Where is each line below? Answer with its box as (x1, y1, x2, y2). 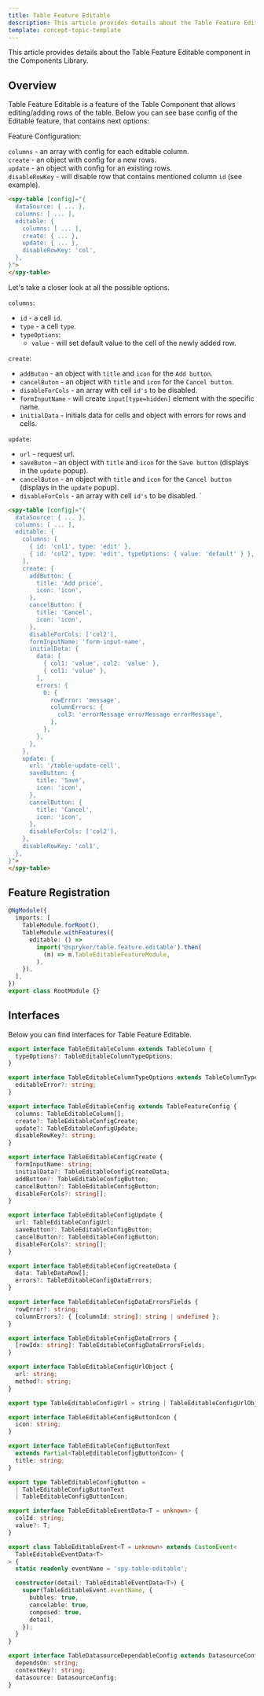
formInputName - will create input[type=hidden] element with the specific (19, 394, 255, 403)
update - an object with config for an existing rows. (8, 163, 173, 173)
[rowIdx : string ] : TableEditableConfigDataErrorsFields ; (15, 1342, 206, 1349)
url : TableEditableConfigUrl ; (15, 1219, 114, 1227)
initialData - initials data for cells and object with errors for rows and (19, 410, 247, 420)
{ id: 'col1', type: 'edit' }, (28, 543, 132, 551)
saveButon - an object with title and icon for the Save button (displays (19, 457, 249, 467)
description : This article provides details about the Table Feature (8, 19, 241, 27)
